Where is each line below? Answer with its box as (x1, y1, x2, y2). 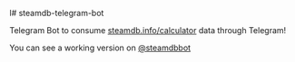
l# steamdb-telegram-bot (9, 8, 104, 18)
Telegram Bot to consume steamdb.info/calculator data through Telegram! (9, 25, 287, 35)
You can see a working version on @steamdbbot (9, 42, 192, 53)
